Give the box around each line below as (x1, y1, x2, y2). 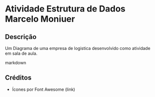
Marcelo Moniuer (5, 13, 75, 24)
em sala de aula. (5, 50, 38, 56)
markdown (5, 60, 27, 65)
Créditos (5, 73, 32, 82)
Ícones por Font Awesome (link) (12, 86, 75, 92)
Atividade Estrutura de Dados (5, 3, 126, 14)
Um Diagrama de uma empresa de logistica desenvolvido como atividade (5, 46, 151, 51)
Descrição (5, 33, 37, 41)
